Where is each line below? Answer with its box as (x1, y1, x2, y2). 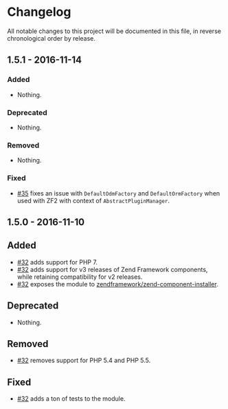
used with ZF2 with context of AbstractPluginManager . (16, 196, 170, 204)
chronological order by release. (7, 34, 96, 42)
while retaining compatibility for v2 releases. (16, 273, 143, 281)
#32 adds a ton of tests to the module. (16, 395, 126, 403)
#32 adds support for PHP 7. (16, 258, 98, 266)
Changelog (7, 4, 71, 20)
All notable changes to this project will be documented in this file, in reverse (7, 27, 222, 35)
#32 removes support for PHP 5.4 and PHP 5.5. (16, 356, 151, 365)
